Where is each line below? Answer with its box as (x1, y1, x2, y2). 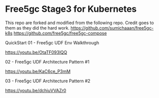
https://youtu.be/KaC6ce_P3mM (5, 68, 71, 74)
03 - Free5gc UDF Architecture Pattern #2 (5, 78, 91, 84)
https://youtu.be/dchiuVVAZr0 (5, 87, 66, 93)
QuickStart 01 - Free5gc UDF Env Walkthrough (5, 39, 99, 45)
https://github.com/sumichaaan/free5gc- (70, 25, 154, 31)
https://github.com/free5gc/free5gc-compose (13, 30, 107, 36)
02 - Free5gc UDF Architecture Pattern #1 (5, 59, 90, 65)
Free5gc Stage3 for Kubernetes (5, 3, 137, 15)
